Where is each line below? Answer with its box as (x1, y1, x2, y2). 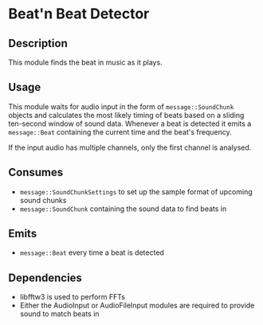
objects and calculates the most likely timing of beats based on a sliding (8, 110, 245, 119)
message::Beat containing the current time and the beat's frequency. (8, 127, 233, 136)
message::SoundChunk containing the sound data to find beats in (19, 204, 227, 213)
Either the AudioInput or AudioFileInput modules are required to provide (19, 300, 255, 311)
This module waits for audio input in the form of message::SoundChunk (8, 101, 234, 112)
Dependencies (8, 271, 82, 284)
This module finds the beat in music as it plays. (8, 57, 163, 67)
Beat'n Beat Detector (8, 5, 150, 23)
